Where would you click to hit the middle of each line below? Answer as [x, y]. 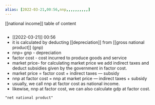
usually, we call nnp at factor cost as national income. [66, 84]
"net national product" [29, 98]
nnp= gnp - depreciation [37, 52]
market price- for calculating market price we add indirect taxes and [81, 63]
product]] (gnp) [28, 47]
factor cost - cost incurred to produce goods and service [69, 58]
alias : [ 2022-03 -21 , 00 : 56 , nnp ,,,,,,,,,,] [48, 9]
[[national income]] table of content [41, 23]
